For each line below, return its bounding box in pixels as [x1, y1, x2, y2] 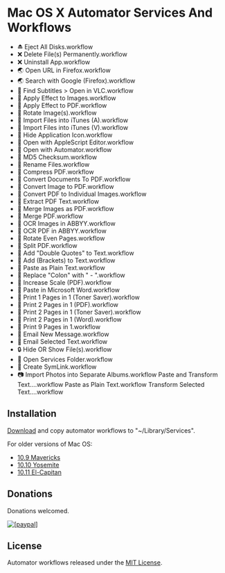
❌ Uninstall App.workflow [17, 58, 91, 66]
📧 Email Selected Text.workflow [17, 337, 108, 345]
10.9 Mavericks [17, 453, 61, 461]
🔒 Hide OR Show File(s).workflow [17, 345, 112, 354]
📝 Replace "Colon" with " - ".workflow [17, 271, 126, 279]
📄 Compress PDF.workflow [17, 167, 95, 176]
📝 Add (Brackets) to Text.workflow [17, 256, 116, 265]
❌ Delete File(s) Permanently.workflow [17, 50, 128, 58]
